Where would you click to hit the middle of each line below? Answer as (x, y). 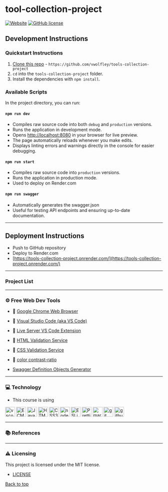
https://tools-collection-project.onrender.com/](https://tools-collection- (88, 258)
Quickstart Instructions (34, 53)
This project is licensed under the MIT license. (53, 464)
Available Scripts (26, 92)
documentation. (28, 215)
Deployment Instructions (45, 236)
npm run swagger (22, 194)
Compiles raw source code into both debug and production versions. (82, 124)
